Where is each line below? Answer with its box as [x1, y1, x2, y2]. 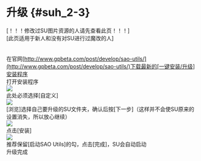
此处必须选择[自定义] [6, 91, 59, 99]
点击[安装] [6, 126, 32, 134]
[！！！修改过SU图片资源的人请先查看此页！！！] [6, 27, 130, 34]
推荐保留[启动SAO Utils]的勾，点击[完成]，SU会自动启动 [6, 140, 147, 148]
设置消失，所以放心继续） [6, 113, 71, 120]
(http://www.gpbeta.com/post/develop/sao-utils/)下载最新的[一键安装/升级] [6, 62, 195, 70]
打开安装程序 [6, 77, 38, 85]
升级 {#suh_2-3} [6, 5, 90, 20]
